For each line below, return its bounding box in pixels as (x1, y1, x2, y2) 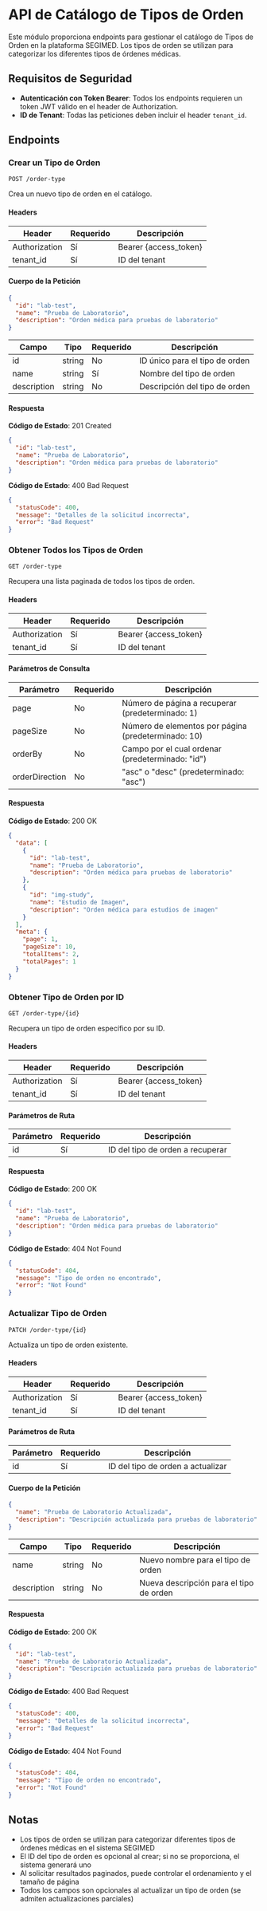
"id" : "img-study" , (29, 891, 94, 899)
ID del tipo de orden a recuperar (108, 1145, 228, 1156)
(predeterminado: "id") (122, 753, 207, 764)
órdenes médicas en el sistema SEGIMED (19, 1842, 155, 1852)
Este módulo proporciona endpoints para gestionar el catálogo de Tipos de (8, 32, 254, 41)
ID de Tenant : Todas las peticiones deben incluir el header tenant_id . (19, 110, 247, 120)
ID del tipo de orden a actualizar (108, 1460, 227, 1472)
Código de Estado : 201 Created (8, 421, 112, 431)
